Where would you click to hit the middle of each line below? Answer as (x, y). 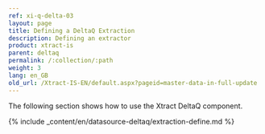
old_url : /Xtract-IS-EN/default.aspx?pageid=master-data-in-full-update (133, 83)
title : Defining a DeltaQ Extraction (72, 30)
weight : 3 (25, 68)
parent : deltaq (34, 53)
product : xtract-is (41, 46)
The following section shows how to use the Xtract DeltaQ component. (126, 106)
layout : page (30, 23)
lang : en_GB (28, 75)
